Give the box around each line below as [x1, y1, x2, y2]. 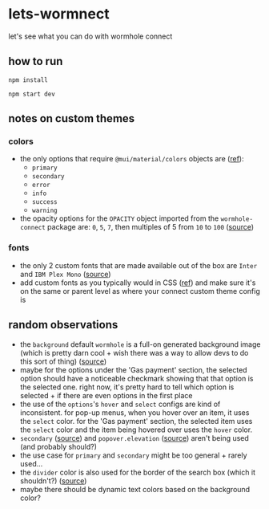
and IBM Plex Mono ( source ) [19, 269, 111, 279]
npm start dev [8, 90, 56, 98]
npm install [8, 75, 48, 84]
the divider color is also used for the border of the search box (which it [19, 467, 256, 477]
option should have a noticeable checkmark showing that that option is [19, 373, 254, 383]
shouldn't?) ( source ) [19, 475, 87, 486]
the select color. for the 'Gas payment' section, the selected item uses [19, 416, 253, 426]
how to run [8, 55, 63, 68]
